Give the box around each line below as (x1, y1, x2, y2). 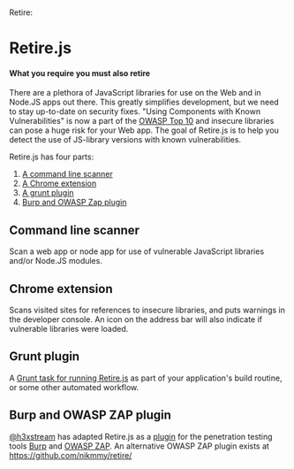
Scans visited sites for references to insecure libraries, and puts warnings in (9, 304, 285, 316)
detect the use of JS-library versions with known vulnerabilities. (9, 135, 241, 145)
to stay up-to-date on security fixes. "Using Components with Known (9, 106, 261, 117)
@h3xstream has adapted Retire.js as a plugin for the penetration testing (9, 431, 273, 442)
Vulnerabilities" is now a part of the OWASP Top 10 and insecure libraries (9, 116, 275, 127)
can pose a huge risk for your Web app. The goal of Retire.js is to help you (9, 125, 280, 135)
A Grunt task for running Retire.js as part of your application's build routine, (9, 373, 283, 383)
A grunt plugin (21, 188, 74, 198)
